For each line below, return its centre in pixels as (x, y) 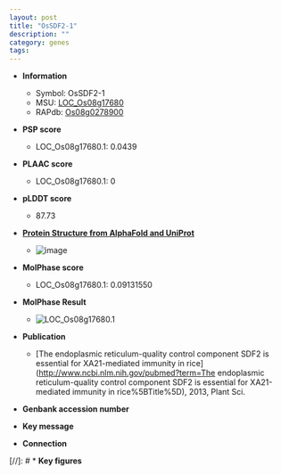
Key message (48, 426)
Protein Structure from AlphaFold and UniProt (108, 233)
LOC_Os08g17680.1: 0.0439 (86, 147)
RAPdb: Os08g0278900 (79, 112)
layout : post (33, 17)
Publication (44, 337)
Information (45, 76)
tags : (19, 51)
